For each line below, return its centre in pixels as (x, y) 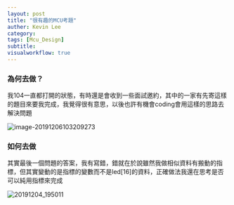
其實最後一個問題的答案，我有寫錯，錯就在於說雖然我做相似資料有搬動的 (112, 163)
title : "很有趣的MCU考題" (42, 20)
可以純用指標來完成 (35, 180)
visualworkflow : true (39, 53)
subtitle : (22, 46)
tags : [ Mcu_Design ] (36, 40)
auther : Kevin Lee (34, 27)
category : (22, 33)
